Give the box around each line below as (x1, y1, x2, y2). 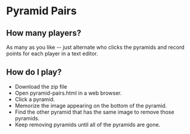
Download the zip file (14, 83, 68, 90)
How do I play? (6, 67, 62, 77)
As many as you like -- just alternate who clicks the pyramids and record (6, 43, 185, 51)
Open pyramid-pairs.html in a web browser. (14, 89, 122, 96)
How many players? (6, 28, 82, 38)
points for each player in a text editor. (6, 50, 99, 57)
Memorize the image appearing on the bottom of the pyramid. (14, 102, 167, 109)
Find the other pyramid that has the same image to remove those (14, 108, 174, 116)
